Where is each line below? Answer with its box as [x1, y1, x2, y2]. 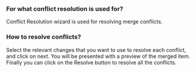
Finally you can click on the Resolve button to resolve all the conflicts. [6, 58, 177, 66]
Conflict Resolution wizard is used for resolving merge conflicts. [6, 18, 163, 25]
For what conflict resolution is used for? [6, 5, 124, 13]
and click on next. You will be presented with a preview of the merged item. [6, 53, 191, 60]
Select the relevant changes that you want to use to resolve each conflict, [6, 46, 186, 53]
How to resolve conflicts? [6, 33, 81, 41]
